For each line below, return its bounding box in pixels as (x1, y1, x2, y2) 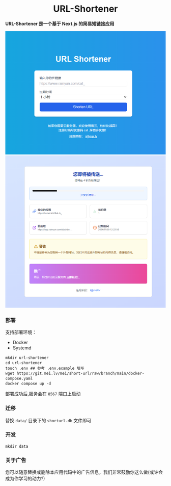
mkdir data (5, 444, 28, 449)
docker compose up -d (5, 381, 51, 387)
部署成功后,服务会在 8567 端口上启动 (5, 391, 81, 397)
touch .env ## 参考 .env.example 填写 (5, 366, 85, 371)
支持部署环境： (5, 329, 37, 336)
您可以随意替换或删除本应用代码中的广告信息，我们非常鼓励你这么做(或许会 (5, 469, 163, 475)
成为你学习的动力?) (5, 475, 45, 482)
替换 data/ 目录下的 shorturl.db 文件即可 (5, 417, 92, 423)
